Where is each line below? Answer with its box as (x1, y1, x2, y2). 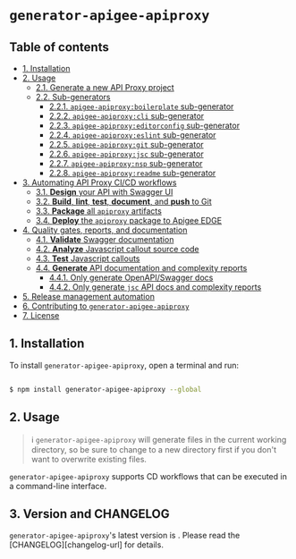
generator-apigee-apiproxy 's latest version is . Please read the (9, 530, 241, 541)
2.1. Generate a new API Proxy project (35, 82, 174, 92)
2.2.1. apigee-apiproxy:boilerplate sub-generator (48, 101, 234, 112)
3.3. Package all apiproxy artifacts (35, 206, 163, 216)
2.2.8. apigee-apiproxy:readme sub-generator (48, 168, 216, 178)
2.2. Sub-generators (35, 92, 111, 102)
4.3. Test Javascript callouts (35, 253, 140, 264)
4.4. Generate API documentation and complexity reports (35, 263, 248, 273)
